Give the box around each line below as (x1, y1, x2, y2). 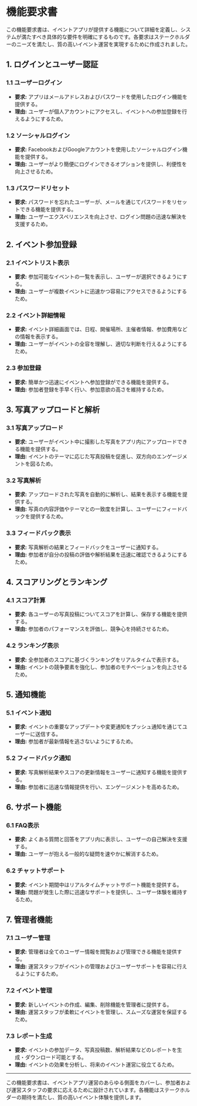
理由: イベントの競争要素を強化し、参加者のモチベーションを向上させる (14, 663, 188, 671)
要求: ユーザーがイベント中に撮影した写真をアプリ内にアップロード (14, 438, 178, 445)
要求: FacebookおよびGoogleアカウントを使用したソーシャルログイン (14, 145, 183, 153)
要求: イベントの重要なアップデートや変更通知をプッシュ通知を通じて (14, 723, 183, 730)
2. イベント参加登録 (6, 239, 77, 249)
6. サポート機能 (6, 802, 62, 812)
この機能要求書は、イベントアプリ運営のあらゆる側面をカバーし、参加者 (6, 1079, 181, 1086)
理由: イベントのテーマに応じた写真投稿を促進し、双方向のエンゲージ (14, 453, 183, 460)
